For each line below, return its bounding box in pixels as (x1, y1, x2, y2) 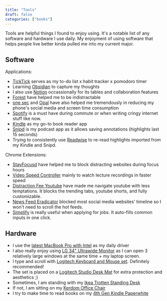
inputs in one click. (12, 214, 51, 220)
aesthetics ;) (12, 274, 38, 280)
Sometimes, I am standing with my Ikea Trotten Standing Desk (12, 279, 140, 285)
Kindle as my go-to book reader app (12, 121, 87, 127)
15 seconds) (12, 131, 38, 137)
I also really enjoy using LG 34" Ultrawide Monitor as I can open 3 (12, 248, 148, 253)
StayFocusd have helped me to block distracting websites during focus (12, 161, 159, 167)
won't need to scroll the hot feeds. (12, 204, 83, 210)
